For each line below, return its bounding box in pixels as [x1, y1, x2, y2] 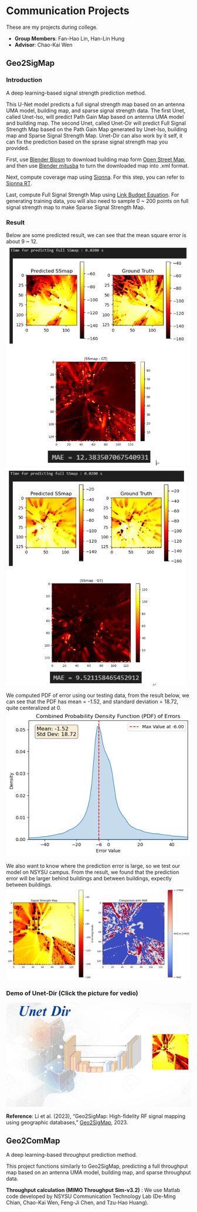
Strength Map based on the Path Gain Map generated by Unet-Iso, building [6, 125, 188, 133]
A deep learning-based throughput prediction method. [6, 1151, 138, 1158]
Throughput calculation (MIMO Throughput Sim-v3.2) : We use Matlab [6, 1187, 181, 1194]
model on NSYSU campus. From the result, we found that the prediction [6, 869, 179, 876]
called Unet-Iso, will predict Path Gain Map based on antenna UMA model [6, 113, 184, 120]
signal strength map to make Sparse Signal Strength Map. [6, 203, 145, 211]
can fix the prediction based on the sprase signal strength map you [6, 138, 168, 145]
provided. [6, 144, 29, 151]
